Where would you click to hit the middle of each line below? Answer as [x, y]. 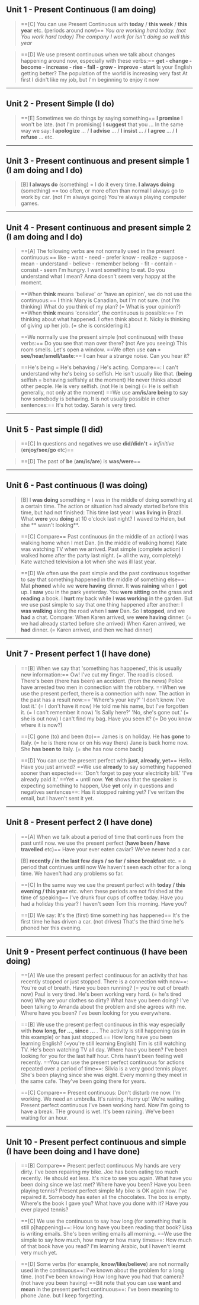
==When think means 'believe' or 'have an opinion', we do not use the [106, 294]
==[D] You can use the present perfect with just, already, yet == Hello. [107, 760]
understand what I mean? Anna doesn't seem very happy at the [98, 276]
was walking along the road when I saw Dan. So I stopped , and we [103, 611]
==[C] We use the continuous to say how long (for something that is [103, 1221]
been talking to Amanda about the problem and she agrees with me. [103, 1007]
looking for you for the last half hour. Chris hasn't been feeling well [102, 1056]
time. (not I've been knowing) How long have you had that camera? [102, 1277]
